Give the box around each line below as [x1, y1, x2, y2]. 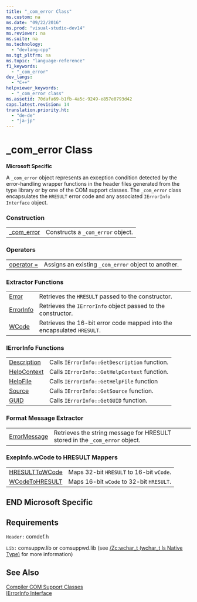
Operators [6, 246, 36, 254]
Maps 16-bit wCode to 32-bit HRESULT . [68, 477, 172, 486]
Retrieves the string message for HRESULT [53, 429, 172, 437]
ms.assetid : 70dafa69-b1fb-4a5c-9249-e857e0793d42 [6, 96, 133, 102]
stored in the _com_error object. [53, 436, 141, 444]
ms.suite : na [6, 36, 38, 42]
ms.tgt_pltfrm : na [6, 52, 51, 58]
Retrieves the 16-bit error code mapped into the [39, 319, 173, 327]
